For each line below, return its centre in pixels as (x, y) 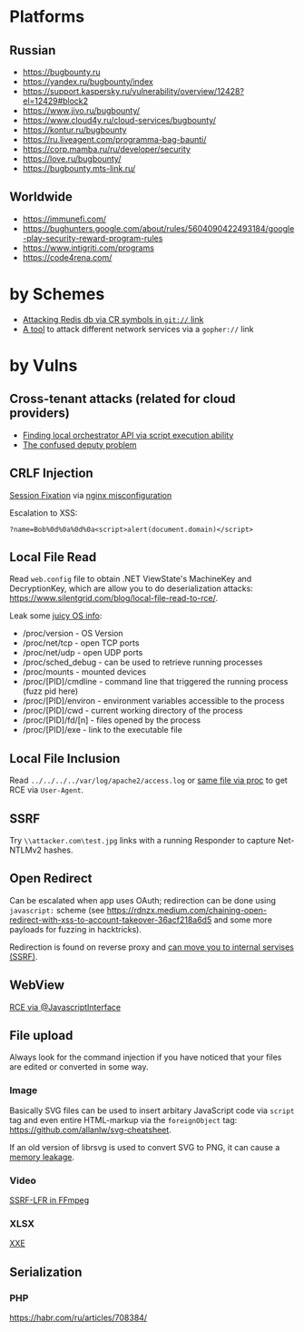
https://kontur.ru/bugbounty (74, 130)
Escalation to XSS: (44, 513)
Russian (33, 50)
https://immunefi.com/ (64, 219)
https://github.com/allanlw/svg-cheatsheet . (91, 1130)
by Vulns (44, 365)
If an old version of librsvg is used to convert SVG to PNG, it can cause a (145, 1147)
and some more (243, 920)
